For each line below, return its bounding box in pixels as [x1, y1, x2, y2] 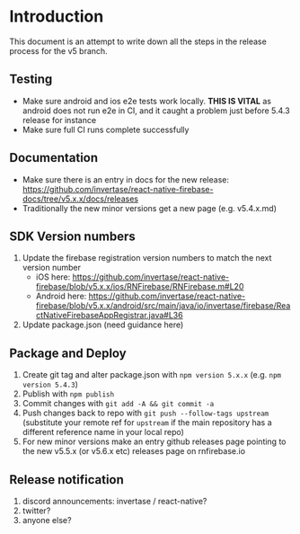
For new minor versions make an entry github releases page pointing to [22, 436, 287, 447]
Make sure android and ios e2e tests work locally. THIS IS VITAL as [22, 95, 272, 106]
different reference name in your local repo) [22, 427, 184, 438]
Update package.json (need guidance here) [22, 319, 184, 330]
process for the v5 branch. [9, 45, 108, 56]
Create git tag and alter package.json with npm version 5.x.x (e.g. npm [22, 369, 281, 380]
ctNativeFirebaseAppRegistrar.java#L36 [35, 310, 183, 321]
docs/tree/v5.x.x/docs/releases [22, 193, 139, 204]
